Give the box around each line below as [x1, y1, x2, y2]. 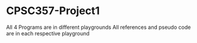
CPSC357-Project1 [6, 4, 100, 18]
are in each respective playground [6, 29, 90, 37]
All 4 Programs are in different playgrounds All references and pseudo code [6, 24, 191, 31]
